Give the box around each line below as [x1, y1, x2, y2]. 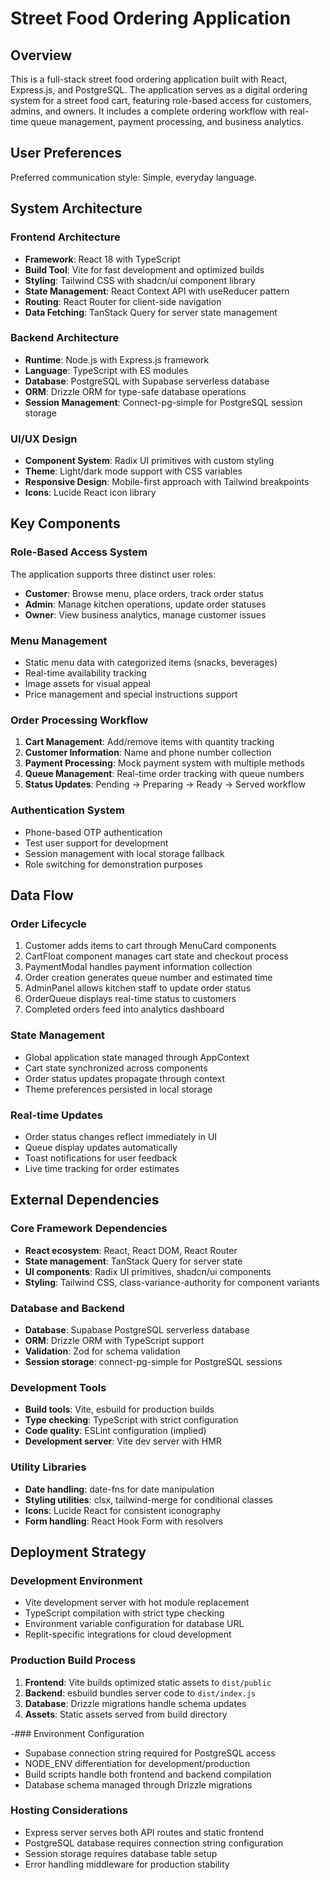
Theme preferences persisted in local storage [24, 1083, 213, 1095]
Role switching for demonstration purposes [24, 858, 203, 870]
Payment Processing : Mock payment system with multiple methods [24, 757, 305, 769]
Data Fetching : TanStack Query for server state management [24, 306, 278, 318]
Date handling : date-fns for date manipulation [24, 1483, 215, 1495]
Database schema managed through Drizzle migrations [24, 1778, 253, 1791]
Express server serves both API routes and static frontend [24, 1826, 264, 1838]
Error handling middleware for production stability [24, 1858, 230, 1870]
